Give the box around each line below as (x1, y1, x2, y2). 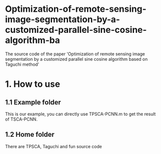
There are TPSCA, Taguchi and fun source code (5, 143, 102, 149)
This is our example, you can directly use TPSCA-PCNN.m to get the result (5, 111, 156, 117)
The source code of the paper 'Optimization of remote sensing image (5, 51, 145, 57)
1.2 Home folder (5, 130, 55, 139)
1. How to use (5, 78, 60, 90)
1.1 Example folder (5, 98, 61, 106)
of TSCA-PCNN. (5, 116, 38, 122)
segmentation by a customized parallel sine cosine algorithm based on (5, 56, 148, 62)
